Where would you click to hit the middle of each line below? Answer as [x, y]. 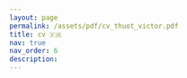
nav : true [28, 43]
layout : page [34, 17]
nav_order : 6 [34, 51]
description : [34, 59]
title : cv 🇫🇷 [36, 34]
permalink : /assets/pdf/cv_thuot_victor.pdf [94, 26]
